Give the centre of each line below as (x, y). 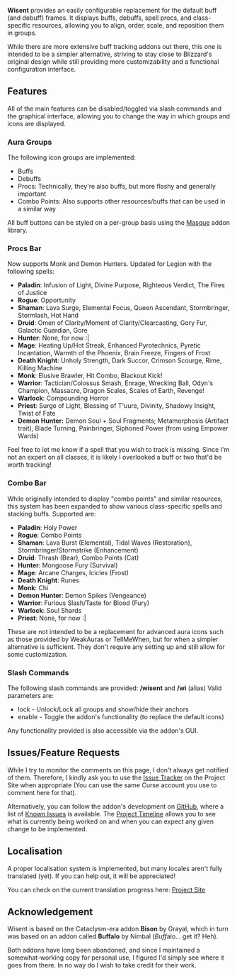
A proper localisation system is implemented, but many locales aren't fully (115, 868)
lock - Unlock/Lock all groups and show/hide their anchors (103, 709)
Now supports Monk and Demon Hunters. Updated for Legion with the (110, 264)
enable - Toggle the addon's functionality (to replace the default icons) (121, 717)
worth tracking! (29, 465)
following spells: (31, 272)
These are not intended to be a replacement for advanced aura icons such (116, 631)
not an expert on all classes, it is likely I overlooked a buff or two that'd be (115, 457)
